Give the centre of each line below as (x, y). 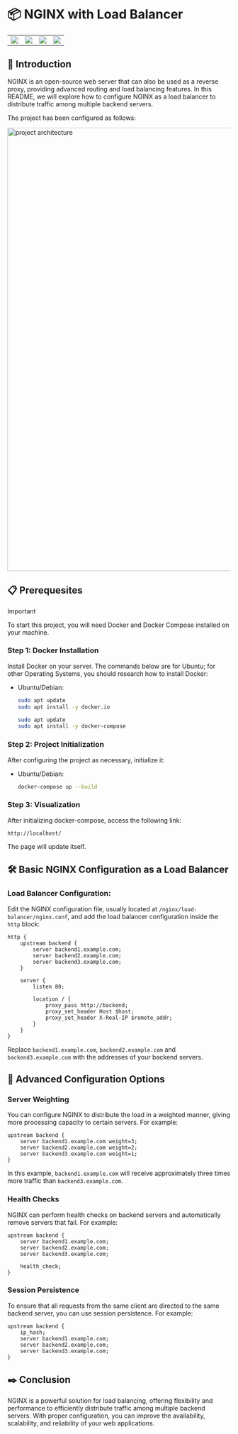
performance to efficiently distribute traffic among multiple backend (106, 1408)
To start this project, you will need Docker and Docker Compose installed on (118, 625)
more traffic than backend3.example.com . (65, 1181)
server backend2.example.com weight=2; (79, 1148)
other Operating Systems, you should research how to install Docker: (108, 673)
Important (22, 611)
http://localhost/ (34, 833)
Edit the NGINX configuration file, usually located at (83, 908)
